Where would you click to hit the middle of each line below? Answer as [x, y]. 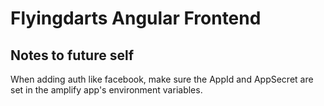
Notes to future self [72, 55]
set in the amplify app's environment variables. [106, 90]
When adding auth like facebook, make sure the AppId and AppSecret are [162, 79]
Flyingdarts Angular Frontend [136, 18]
